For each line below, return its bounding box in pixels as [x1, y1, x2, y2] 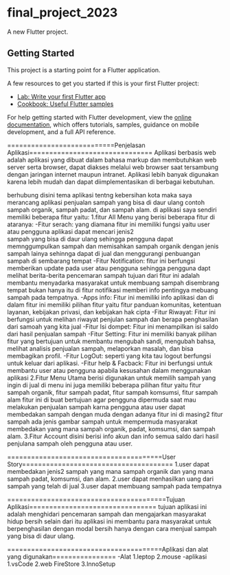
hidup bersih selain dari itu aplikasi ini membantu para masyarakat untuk [7, 517, 211, 525]
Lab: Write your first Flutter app [16, 92, 106, 100]
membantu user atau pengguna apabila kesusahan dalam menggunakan [7, 366, 211, 374]
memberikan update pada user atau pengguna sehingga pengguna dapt [7, 263, 211, 272]
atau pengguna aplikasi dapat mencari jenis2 [7, 227, 134, 235]
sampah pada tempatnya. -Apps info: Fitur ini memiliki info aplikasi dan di [7, 293, 214, 301]
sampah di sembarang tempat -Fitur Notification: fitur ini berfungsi [7, 257, 196, 265]
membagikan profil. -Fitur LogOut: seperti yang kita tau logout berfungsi [7, 351, 211, 360]
